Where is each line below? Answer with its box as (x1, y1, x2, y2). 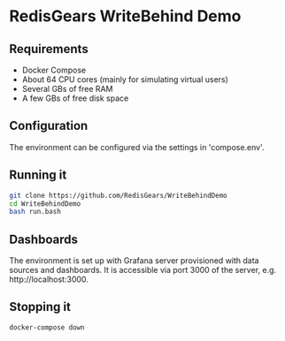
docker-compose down (9, 322, 86, 332)
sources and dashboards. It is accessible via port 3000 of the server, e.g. (9, 265, 277, 276)
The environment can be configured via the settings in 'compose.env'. (9, 141, 265, 152)
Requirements (9, 42, 89, 57)
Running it (9, 168, 67, 183)
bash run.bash (9, 208, 62, 216)
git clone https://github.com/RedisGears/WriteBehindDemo (9, 191, 227, 200)
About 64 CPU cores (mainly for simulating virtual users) (21, 74, 228, 85)
